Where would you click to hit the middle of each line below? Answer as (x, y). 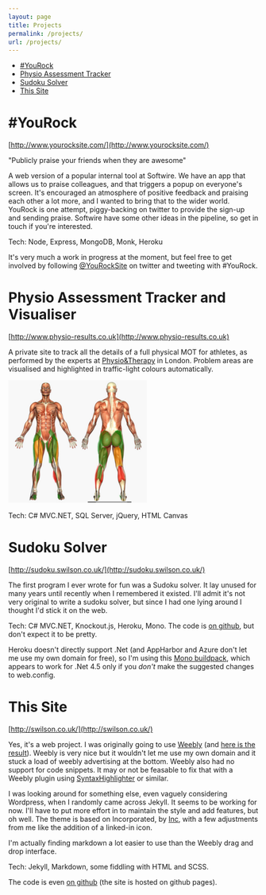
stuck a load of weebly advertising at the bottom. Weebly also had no (121, 761)
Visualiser (42, 315)
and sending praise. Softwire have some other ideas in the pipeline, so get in (133, 218)
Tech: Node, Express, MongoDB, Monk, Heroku (86, 242)
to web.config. (32, 675)
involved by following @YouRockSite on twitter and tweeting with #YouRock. (133, 265)
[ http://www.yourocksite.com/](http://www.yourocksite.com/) (109, 145)
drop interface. (33, 851)
